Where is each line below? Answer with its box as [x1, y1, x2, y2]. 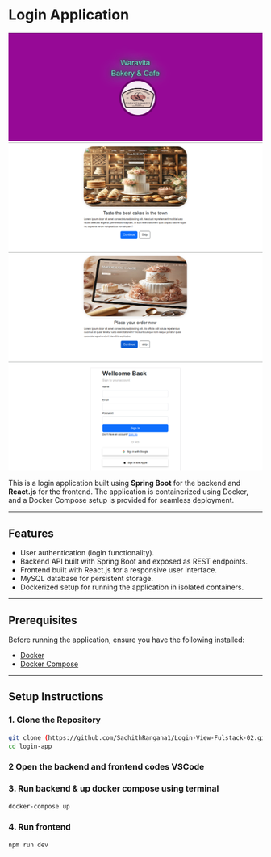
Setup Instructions [8, 690, 104, 704]
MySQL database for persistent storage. [19, 574, 154, 584]
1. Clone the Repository [8, 714, 101, 725]
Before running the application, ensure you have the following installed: [8, 635, 245, 644]
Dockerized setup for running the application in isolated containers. [19, 582, 244, 592]
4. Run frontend [8, 821, 71, 833]
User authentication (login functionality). [19, 548, 155, 558]
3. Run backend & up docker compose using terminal [8, 783, 219, 794]
